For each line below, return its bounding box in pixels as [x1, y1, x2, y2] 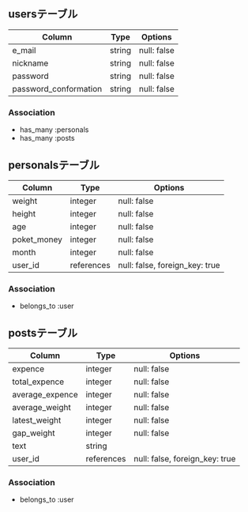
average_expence [12, 390, 78, 401]
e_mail [12, 44, 36, 55]
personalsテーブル [8, 158, 100, 171]
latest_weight [12, 415, 62, 426]
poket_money [12, 234, 63, 245]
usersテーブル [8, 7, 78, 21]
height [12, 208, 36, 219]
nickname [12, 58, 49, 69]
